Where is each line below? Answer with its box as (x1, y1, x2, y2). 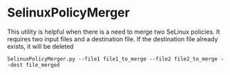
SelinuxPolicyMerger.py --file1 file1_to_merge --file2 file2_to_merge (7, 55, 218, 63)
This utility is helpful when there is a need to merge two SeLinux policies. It (7, 28, 220, 36)
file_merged (25, 61, 60, 68)
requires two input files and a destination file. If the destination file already (7, 34, 218, 43)
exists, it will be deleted (7, 42, 74, 50)
